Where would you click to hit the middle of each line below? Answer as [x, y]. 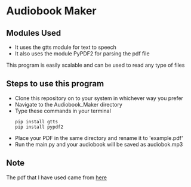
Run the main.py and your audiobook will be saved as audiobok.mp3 [99, 144]
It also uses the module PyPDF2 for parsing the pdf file [82, 54]
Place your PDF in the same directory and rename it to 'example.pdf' [99, 138]
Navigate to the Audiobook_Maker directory [68, 104]
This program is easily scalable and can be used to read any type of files [95, 65]
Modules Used [34, 33]
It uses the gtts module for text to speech [65, 47]
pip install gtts [36, 121]
